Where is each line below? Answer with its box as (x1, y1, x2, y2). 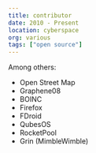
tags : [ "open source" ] (8, 41, 83, 49)
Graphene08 (19, 86, 61, 95)
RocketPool (19, 128, 57, 138)
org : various (8, 33, 51, 42)
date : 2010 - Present (8, 19, 79, 27)
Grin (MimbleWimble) (19, 136, 89, 146)
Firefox (19, 103, 43, 113)
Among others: (8, 62, 57, 72)
